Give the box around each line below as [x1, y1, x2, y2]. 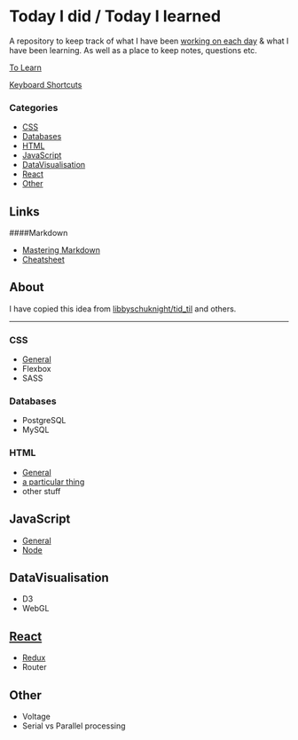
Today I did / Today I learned [9, 6, 222, 27]
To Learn [9, 62, 43, 73]
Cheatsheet [21, 255, 65, 265]
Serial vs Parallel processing [21, 720, 126, 731]
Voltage [21, 712, 51, 721]
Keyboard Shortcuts [9, 79, 82, 90]
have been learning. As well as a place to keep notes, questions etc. [9, 44, 257, 55]
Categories [9, 101, 59, 114]
